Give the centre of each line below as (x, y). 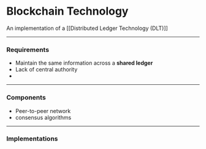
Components (26, 98)
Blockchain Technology (67, 11)
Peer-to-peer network (43, 111)
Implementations (32, 139)
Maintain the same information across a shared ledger (84, 63)
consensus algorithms (43, 117)
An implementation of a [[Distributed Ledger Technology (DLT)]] (87, 28)
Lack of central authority (46, 70)
